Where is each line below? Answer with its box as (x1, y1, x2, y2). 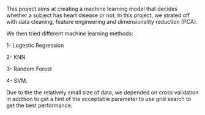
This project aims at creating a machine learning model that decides (6, 5, 177, 12)
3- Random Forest (6, 65, 52, 72)
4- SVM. (6, 77, 28, 84)
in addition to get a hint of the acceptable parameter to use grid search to (6, 96, 192, 102)
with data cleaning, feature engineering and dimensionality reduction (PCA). (6, 18, 198, 25)
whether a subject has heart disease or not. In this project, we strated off (6, 12, 190, 19)
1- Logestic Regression (6, 42, 64, 49)
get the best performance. (6, 102, 73, 109)
